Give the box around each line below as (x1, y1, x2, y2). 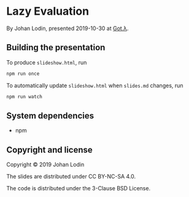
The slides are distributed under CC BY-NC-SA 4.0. (6, 173, 136, 180)
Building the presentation (6, 42, 106, 53)
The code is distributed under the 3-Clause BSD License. (6, 185, 151, 192)
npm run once (6, 71, 40, 77)
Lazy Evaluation (6, 4, 90, 18)
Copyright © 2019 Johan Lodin (6, 161, 85, 168)
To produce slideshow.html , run (6, 58, 87, 66)
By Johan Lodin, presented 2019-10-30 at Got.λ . (6, 25, 129, 32)
